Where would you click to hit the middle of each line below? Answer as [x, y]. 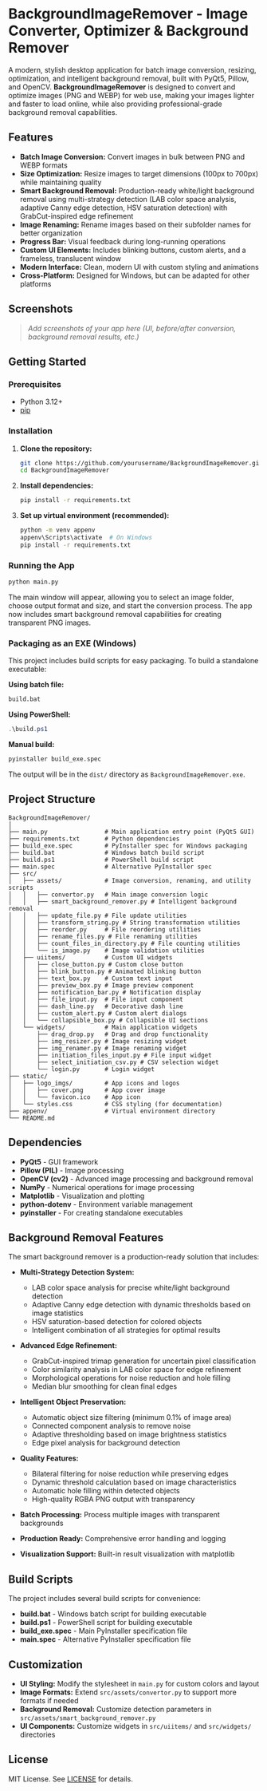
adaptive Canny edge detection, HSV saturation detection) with [124, 208]
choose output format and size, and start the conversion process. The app [130, 605]
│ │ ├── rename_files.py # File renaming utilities [103, 936]
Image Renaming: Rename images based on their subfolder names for [135, 224]
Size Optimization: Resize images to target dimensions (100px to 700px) [139, 173]
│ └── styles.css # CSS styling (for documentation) [116, 1104]
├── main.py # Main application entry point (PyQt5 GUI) [132, 832]
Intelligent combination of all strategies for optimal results [126, 1330]
